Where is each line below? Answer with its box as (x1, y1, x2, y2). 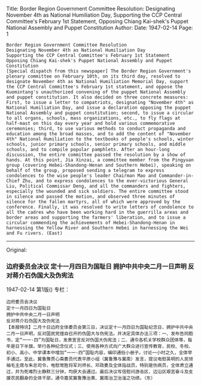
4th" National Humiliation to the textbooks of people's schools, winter (6, 136, 194, 142)
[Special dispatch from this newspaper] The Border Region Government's (6, 68, 191, 74)
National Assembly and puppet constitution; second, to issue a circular (6, 110, 194, 116)
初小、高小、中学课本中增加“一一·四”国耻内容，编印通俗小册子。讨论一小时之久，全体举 (6, 350, 193, 356)
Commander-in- (159, 173, 194, 179)
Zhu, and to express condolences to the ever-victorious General (22, 178, 188, 184)
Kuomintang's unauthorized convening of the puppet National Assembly (6, 89, 186, 95)
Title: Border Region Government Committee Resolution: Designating (6, 5, 175, 12)
